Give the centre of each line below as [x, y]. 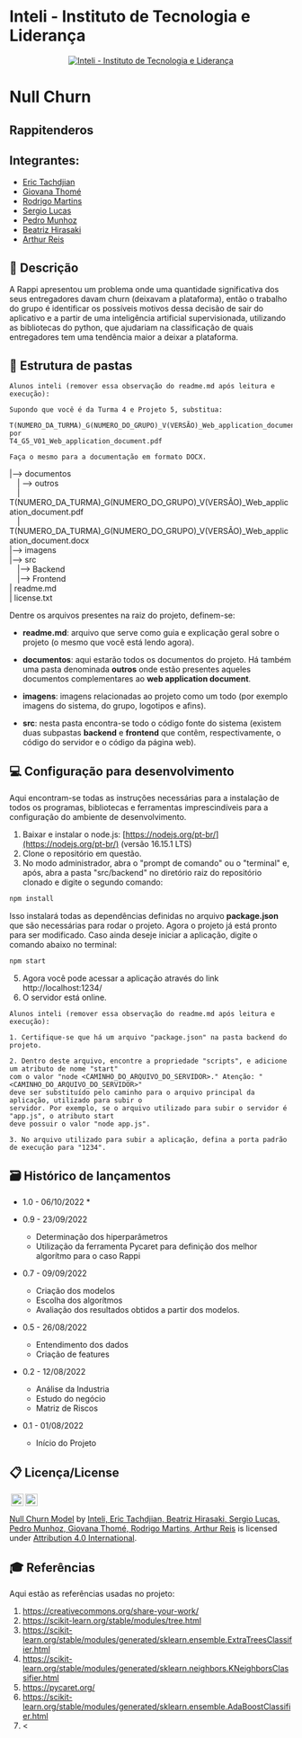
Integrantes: [44, 160]
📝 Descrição [44, 267]
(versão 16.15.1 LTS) [156, 843]
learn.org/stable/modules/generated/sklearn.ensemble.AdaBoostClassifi [156, 1707]
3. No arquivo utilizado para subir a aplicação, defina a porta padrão [148, 1139]
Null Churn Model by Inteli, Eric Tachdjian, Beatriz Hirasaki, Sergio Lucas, [145, 1519]
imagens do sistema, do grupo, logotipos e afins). [114, 705]
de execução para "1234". [58, 1147]
